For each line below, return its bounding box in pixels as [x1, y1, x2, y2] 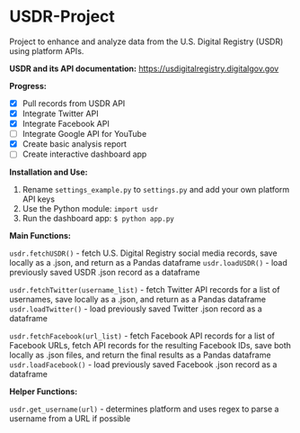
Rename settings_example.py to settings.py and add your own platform [22, 185, 290, 195]
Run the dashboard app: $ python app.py [22, 213, 175, 224]
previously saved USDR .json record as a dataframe [9, 267, 200, 278]
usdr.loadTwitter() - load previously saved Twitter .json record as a [9, 303, 262, 314]
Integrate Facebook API [22, 119, 110, 130]
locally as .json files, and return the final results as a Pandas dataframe [9, 349, 271, 361]
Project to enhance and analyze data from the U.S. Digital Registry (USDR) [9, 36, 284, 47]
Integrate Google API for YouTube [22, 129, 147, 140]
